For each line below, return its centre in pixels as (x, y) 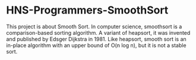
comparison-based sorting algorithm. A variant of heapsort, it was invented (98, 32)
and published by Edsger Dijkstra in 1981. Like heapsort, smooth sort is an (97, 39)
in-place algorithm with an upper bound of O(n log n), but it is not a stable (96, 45)
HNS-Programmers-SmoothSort (87, 10)
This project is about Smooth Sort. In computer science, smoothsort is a (94, 26)
